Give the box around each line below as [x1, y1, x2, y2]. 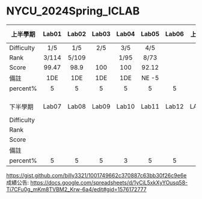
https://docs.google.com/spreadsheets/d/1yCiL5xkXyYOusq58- [29, 179, 188, 186]
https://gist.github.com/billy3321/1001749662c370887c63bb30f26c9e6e [6, 171, 187, 179]
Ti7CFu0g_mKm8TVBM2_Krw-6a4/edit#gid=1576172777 [6, 185, 147, 193]
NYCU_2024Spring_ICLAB [6, 4, 140, 18]
